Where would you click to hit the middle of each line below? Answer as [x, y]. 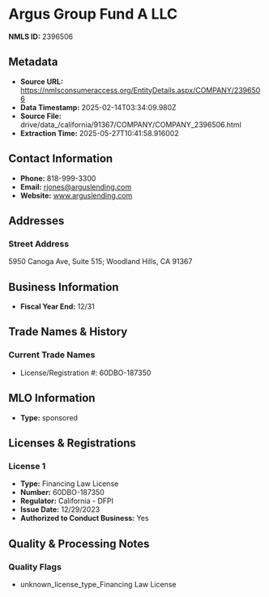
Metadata [33, 62]
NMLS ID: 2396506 [41, 36]
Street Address [39, 244]
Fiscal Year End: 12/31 [57, 307]
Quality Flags [35, 566]
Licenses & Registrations [72, 443]
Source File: [41, 116]
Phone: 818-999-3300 [58, 178]
